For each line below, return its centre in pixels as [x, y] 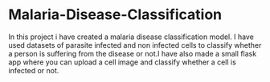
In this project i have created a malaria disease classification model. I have [131, 37]
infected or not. [34, 70]
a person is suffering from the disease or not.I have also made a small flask [133, 53]
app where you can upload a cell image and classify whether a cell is [123, 62]
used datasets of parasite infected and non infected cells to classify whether [135, 45]
